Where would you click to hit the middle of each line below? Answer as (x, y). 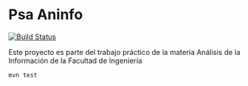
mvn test (23, 75)
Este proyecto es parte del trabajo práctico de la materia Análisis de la (124, 52)
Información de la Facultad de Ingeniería (75, 61)
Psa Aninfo (45, 15)
